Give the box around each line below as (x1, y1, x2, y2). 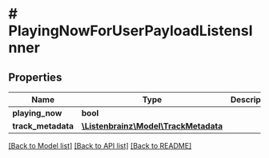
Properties (8, 70, 62, 84)
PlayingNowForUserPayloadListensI (8, 22, 254, 40)
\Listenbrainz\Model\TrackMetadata (81, 120, 223, 132)
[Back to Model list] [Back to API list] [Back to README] (8, 141, 192, 150)
